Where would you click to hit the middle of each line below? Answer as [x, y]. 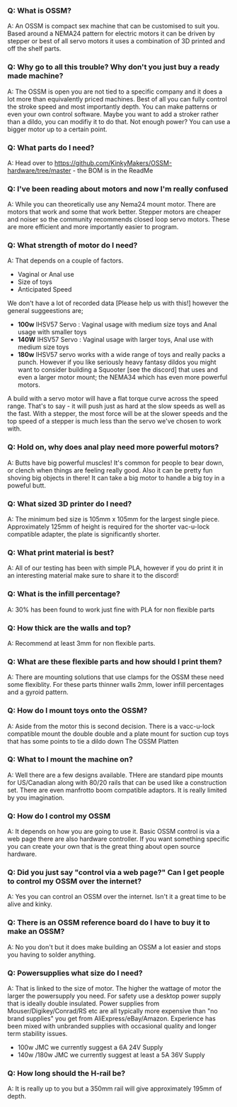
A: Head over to [30, 163]
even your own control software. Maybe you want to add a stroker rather [113, 114]
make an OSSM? [36, 932]
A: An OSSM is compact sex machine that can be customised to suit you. [114, 26]
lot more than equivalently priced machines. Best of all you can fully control [117, 99]
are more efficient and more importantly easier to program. [93, 227]
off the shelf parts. [34, 49]
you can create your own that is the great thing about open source [104, 847]
